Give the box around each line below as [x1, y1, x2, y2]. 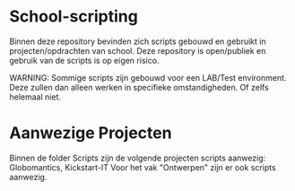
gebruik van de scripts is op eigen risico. [9, 55, 160, 65]
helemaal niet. [9, 91, 61, 102]
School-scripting [9, 6, 139, 27]
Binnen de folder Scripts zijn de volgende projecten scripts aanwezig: [9, 152, 266, 163]
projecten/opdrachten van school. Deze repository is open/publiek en [9, 45, 266, 56]
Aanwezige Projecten [9, 123, 172, 143]
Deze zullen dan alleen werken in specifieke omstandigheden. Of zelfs [9, 82, 269, 92]
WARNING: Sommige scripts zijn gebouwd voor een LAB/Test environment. [9, 72, 287, 82]
